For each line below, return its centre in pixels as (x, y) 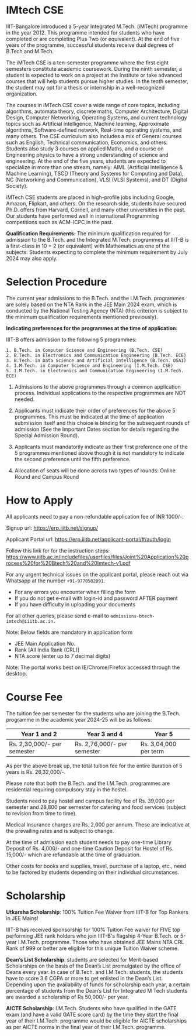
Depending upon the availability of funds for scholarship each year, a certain (98, 984)
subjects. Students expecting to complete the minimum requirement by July (97, 252)
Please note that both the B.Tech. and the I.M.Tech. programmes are (88, 783)
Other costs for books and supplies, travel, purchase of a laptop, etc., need (96, 866)
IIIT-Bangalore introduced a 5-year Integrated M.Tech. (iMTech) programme (97, 26)
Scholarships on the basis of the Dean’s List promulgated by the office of (94, 966)
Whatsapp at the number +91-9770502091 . (56, 581)
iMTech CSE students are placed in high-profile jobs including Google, (90, 197)
